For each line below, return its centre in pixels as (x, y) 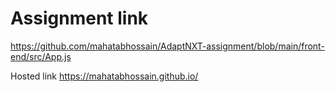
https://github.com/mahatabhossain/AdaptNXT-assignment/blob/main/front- (167, 46)
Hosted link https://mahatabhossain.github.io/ (104, 76)
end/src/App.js (41, 56)
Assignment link (79, 18)
